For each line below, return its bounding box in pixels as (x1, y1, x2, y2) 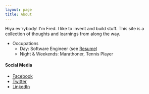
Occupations (12, 40, 39, 46)
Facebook (12, 73, 33, 79)
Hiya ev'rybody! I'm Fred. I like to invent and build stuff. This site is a (5, 25, 145, 31)
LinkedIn (12, 84, 30, 90)
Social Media (5, 62, 33, 68)
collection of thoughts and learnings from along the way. (5, 31, 120, 37)
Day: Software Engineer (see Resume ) (19, 46, 98, 51)
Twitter (12, 78, 27, 84)
